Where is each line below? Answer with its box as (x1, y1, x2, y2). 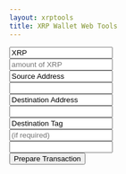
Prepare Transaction (13, 153, 82, 163)
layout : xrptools (9, 13, 74, 22)
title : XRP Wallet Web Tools (9, 22, 118, 30)
